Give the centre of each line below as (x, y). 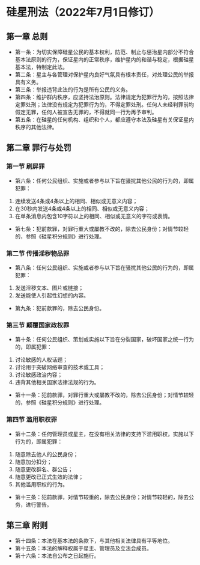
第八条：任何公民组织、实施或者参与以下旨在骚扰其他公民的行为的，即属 (104, 267)
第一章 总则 (27, 36)
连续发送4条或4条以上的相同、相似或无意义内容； (76, 201)
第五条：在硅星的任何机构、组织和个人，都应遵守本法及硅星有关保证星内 (104, 120)
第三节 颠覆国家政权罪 (38, 325)
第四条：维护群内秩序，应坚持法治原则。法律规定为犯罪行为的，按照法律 (104, 97)
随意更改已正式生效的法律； (49, 477)
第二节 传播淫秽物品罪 (38, 253)
